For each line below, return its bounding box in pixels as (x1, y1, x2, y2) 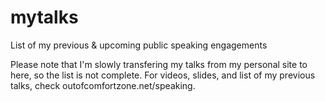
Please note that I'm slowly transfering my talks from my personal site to (10, 58, 308, 70)
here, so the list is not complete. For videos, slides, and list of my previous (10, 69, 316, 81)
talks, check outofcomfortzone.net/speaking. (10, 79, 196, 91)
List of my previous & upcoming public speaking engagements (10, 39, 268, 51)
